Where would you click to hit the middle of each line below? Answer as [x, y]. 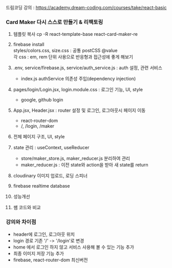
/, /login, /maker [38, 126]
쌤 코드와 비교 [27, 208]
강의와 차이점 [21, 222]
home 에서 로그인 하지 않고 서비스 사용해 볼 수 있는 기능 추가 [74, 247]
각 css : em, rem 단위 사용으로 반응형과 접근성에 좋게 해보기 [73, 57]
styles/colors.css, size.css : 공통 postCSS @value [65, 51]
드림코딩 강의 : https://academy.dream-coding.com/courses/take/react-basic [86, 7]
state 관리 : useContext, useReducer [51, 148]
